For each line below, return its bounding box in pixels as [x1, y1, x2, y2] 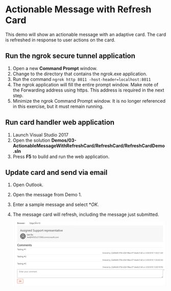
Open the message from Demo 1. [12, 192, 82, 198]
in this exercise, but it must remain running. [12, 103, 104, 109]
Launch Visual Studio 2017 [12, 131, 69, 138]
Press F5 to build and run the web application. [12, 153, 110, 160]
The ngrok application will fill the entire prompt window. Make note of [12, 81, 159, 87]
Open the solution [12, 137, 51, 143]
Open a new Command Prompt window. [12, 65, 98, 71]
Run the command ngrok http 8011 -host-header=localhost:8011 [12, 76, 151, 82]
